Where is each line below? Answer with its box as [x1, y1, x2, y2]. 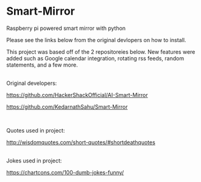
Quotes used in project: [6, 126, 65, 134]
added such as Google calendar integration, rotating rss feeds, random [6, 54, 185, 62]
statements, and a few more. [6, 61, 78, 68]
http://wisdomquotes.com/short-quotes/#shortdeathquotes [6, 139, 155, 146]
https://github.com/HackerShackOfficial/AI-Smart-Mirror [6, 91, 148, 98]
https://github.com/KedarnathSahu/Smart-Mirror [6, 103, 128, 111]
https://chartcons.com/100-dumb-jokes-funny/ [6, 169, 124, 176]
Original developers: [6, 79, 57, 87]
